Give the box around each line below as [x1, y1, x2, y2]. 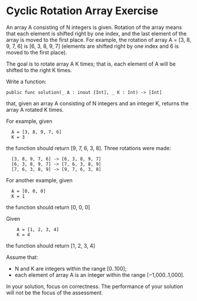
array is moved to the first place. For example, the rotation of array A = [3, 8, [6, 36, 192, 43]
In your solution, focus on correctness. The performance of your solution [6, 283, 183, 290]
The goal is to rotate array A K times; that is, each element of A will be [6, 60, 176, 67]
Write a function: [6, 78, 47, 85]
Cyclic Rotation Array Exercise [6, 4, 159, 18]
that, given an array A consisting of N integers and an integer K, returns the [6, 99, 189, 107]
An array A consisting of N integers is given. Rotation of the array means [6, 24, 182, 31]
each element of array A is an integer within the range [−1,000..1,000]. [14, 271, 185, 279]
